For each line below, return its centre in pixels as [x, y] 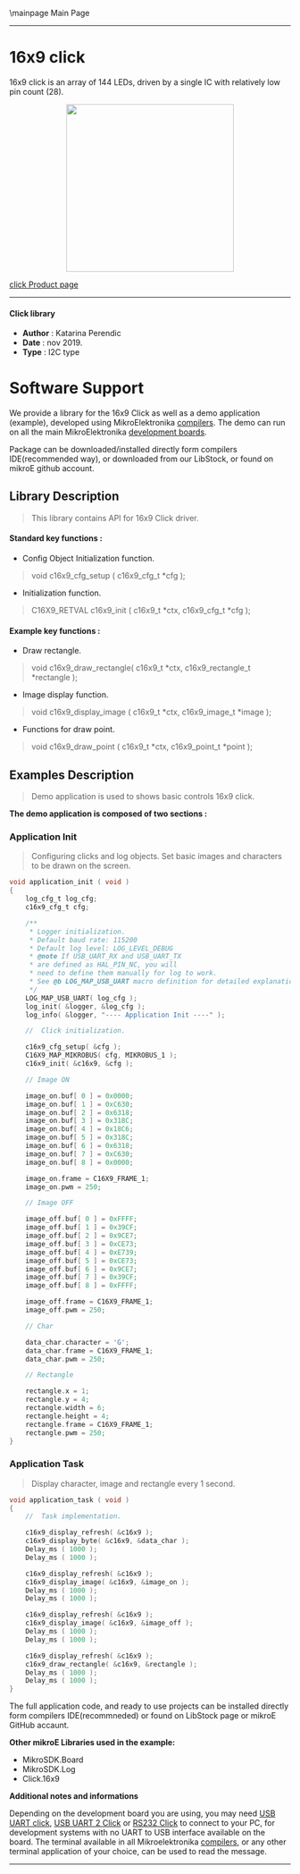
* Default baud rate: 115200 [83, 940]
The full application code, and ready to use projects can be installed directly [149, 1706]
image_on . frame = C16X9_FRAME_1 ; [87, 1178]
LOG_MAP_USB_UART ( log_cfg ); [82, 998]
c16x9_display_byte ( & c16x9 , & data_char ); [108, 1541]
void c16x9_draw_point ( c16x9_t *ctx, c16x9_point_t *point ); [142, 747]
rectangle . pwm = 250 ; [65, 1433]
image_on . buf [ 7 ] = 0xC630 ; [79, 1154]
